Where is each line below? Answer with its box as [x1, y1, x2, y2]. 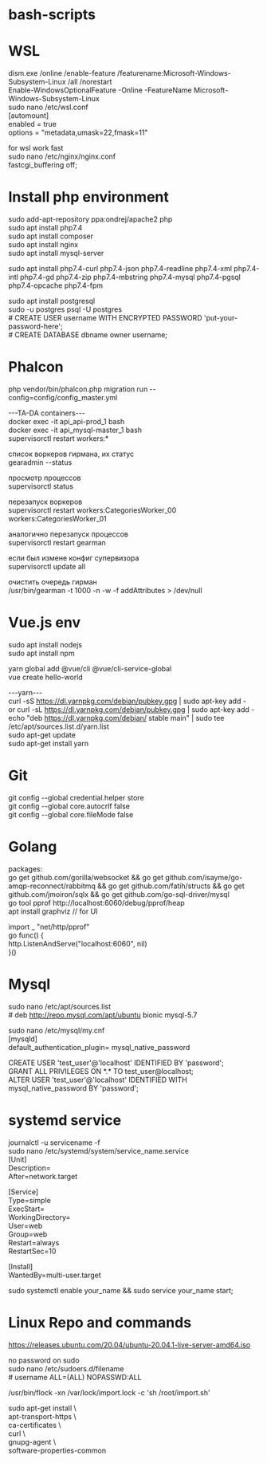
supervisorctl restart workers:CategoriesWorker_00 [8, 505, 177, 515]
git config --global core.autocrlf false [8, 801, 130, 811]
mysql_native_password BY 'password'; [8, 1083, 139, 1093]
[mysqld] [8, 1034, 38, 1044]
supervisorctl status [8, 482, 74, 491]
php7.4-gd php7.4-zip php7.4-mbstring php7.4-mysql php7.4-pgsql [19, 273, 241, 282]
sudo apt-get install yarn [8, 738, 89, 748]
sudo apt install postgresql [8, 297, 96, 306]
